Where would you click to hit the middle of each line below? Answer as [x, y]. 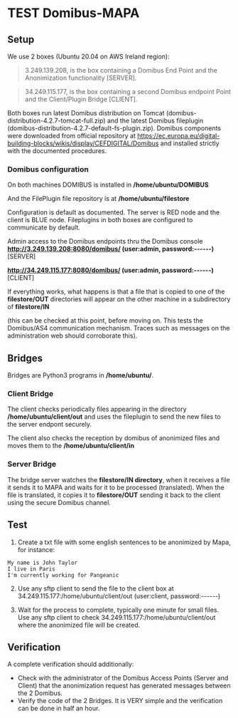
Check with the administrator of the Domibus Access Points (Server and [123, 678]
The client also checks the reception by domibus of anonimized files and [114, 438]
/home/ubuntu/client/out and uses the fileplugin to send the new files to [114, 417]
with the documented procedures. [57, 151]
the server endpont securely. [50, 425]
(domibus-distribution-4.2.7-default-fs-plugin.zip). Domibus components [114, 128]
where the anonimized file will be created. [79, 625]
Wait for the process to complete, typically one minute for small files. [118, 610]
